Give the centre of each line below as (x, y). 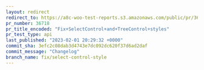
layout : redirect (28, 12)
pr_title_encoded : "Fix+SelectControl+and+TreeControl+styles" (88, 29)
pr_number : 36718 (28, 23)
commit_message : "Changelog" (43, 52)
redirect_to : (22, 18)
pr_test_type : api (29, 35)
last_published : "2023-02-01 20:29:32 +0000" (64, 40)
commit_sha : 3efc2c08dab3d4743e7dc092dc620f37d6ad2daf (77, 46)
